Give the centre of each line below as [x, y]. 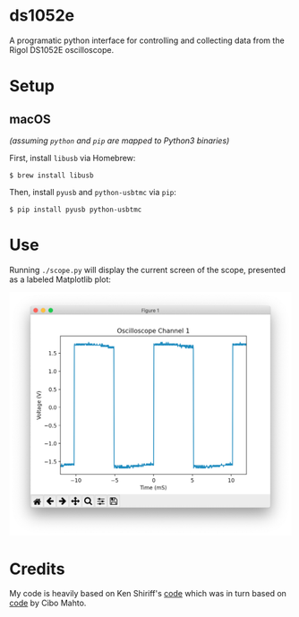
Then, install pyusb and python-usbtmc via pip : [93, 192]
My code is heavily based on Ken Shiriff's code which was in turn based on [148, 594]
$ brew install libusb [51, 176]
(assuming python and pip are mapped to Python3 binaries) [120, 141]
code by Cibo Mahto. [48, 603]
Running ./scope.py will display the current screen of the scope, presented [148, 270]
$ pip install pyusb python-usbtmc [76, 210]
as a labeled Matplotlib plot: [60, 279]
